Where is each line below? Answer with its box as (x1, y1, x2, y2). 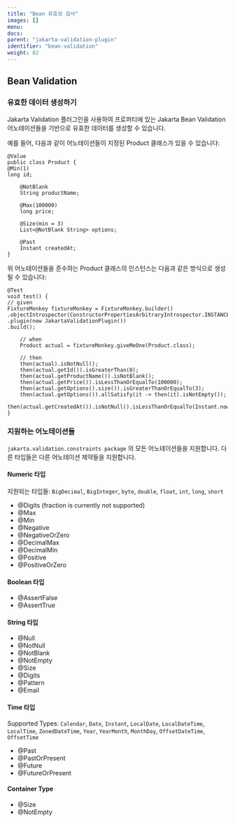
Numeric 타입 (7, 470, 46, 479)
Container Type (7, 784, 54, 793)
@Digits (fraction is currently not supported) (17, 501, 145, 510)
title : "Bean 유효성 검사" (7, 10, 79, 18)
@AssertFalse (17, 594, 58, 602)
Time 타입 (7, 703, 36, 712)
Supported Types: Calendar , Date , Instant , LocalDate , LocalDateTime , (7, 719, 205, 728)
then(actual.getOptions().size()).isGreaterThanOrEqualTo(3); (20, 385, 205, 392)
